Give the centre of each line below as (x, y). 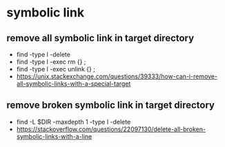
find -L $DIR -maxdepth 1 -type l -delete (74, 122)
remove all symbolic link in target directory (100, 38)
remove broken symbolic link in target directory (111, 105)
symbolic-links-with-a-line (54, 136)
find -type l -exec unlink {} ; (56, 69)
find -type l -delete (43, 54)
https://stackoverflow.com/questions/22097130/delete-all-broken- (111, 129)
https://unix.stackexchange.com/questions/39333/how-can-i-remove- (117, 76)
